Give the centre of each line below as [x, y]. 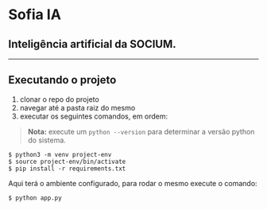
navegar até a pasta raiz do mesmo [77, 107]
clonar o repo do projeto [59, 99]
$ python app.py [35, 198]
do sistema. [46, 140]
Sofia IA [35, 15]
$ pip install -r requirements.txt [67, 169]
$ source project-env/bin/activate [67, 161]
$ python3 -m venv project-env [60, 154]
